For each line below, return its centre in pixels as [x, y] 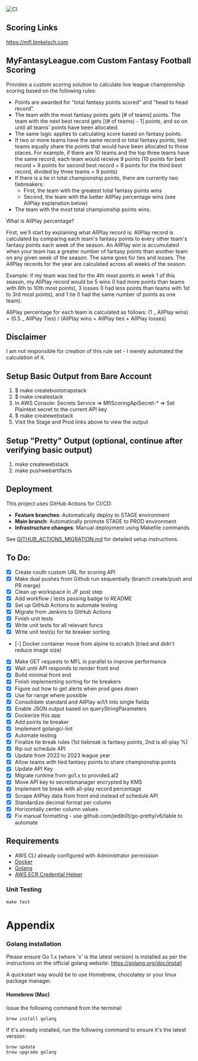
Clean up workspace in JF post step [59, 592]
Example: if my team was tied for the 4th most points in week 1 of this [91, 275]
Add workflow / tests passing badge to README [73, 598]
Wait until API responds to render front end [67, 668]
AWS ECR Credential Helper [48, 874]
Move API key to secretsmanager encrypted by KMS [78, 782]
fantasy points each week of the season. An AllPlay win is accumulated [92, 245]
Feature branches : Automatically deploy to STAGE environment [92, 515]
